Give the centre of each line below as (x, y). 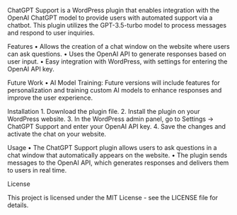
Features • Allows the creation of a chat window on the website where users (118, 46)
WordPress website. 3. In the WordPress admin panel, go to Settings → (111, 119)
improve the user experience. (50, 98)
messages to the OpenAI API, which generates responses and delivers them (118, 163)
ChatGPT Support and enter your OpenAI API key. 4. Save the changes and (117, 126)
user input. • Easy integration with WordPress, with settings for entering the (117, 62)
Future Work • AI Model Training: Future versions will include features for (114, 83)
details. (18, 205)
